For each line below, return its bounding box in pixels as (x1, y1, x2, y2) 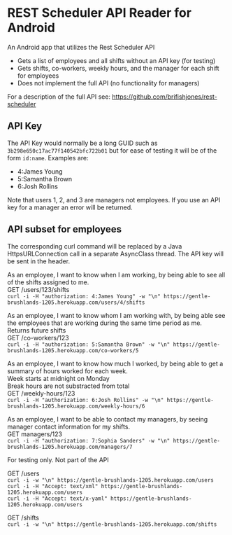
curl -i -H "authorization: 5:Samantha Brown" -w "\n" (7, 341, 171, 348)
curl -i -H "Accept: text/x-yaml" (7, 495, 108, 502)
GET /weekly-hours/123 (7, 389, 75, 397)
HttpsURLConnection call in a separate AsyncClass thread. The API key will (7, 249, 224, 258)
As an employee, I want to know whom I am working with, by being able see (7, 311, 226, 319)
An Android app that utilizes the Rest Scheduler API (7, 43, 155, 51)
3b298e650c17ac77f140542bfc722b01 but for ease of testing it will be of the (7, 146, 217, 155)
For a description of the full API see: (7, 92, 110, 101)
